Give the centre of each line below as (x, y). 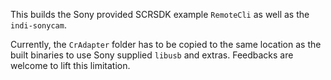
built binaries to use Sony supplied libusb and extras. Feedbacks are (152, 55)
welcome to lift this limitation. (70, 65)
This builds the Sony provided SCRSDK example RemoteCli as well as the (160, 14)
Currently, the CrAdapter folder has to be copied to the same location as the (166, 44)
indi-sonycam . (38, 25)
